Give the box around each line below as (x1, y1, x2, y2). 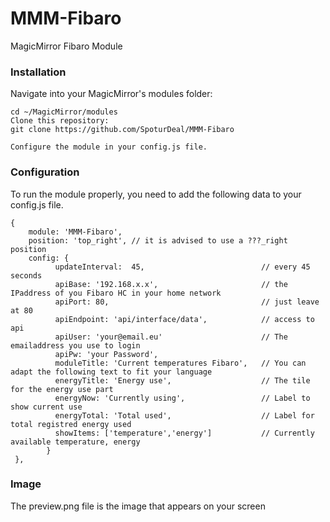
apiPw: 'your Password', (54, 349, 159, 359)
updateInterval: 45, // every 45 (54, 262, 311, 272)
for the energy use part (10, 384, 114, 394)
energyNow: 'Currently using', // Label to (54, 393, 311, 403)
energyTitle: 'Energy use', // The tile (54, 375, 311, 386)
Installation (10, 65, 67, 79)
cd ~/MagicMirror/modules (10, 107, 118, 117)
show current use (10, 402, 83, 412)
